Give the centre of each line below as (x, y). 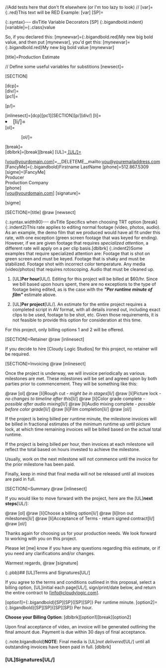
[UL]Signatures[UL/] (30, 660)
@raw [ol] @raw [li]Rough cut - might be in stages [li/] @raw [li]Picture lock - (83, 393)
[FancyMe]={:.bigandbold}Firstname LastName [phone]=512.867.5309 (77, 167)
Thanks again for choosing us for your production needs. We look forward (81, 533)
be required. (18, 354)
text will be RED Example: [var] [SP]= (66, 12)
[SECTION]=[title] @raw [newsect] (40, 212)
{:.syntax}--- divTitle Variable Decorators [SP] (52, 22)
